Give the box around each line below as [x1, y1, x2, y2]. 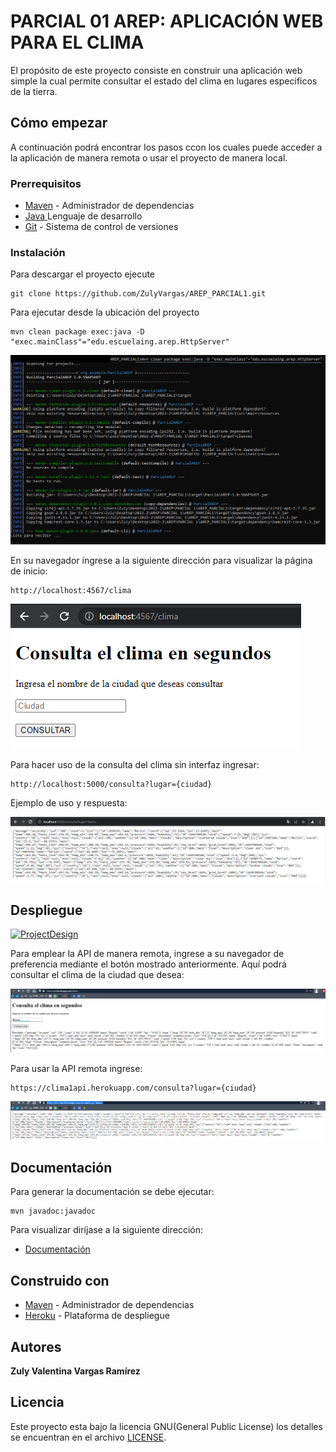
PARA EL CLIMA [10, 31, 145, 54]
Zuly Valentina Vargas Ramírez [10, 1365, 141, 1377]
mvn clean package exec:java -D [10, 327, 145, 337]
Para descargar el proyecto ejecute [10, 268, 156, 280]
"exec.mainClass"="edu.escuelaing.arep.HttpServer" [10, 337, 230, 347]
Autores [10, 1338, 62, 1355]
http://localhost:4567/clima [10, 586, 132, 596]
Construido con [10, 1272, 110, 1289]
